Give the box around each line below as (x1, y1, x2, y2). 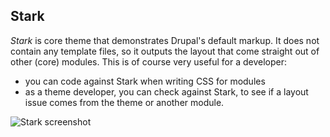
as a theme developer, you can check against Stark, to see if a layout (24, 85, 309, 98)
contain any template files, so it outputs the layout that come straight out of (10, 45, 320, 57)
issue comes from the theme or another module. (24, 96, 225, 108)
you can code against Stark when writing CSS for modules (24, 75, 266, 87)
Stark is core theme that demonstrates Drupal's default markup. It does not (10, 34, 320, 46)
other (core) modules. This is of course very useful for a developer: (10, 55, 288, 68)
